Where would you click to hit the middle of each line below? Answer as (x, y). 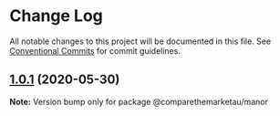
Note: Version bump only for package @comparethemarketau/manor (139, 101)
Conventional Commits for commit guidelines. (95, 50)
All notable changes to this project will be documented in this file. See (140, 41)
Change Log (56, 16)
